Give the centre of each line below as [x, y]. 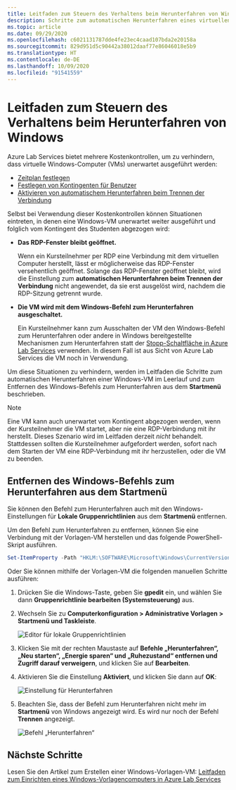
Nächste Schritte [45, 754]
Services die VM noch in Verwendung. [73, 358]
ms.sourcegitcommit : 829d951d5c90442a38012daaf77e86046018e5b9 [102, 46]
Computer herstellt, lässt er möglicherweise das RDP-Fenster [106, 264]
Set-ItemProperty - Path [42, 558]
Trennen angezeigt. [46, 719]
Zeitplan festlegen [44, 178]
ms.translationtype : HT [42, 53]
